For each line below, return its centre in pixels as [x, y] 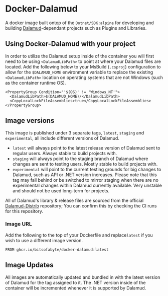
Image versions [30, 121]
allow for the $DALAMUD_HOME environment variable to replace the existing [79, 72]
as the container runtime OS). [36, 83]
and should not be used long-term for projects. [61, 191]
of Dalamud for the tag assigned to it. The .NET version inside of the [75, 282]
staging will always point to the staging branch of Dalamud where [80, 159]
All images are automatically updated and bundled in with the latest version [83, 277]
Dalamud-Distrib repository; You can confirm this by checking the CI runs [81, 206]
